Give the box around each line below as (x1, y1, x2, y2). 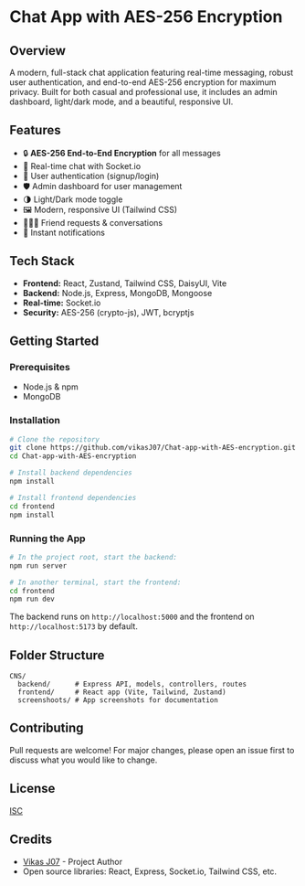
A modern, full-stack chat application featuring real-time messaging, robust (9, 67, 294, 78)
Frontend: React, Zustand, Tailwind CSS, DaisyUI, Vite (22, 277, 227, 289)
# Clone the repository (9, 434, 100, 444)
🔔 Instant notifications (22, 227, 105, 238)
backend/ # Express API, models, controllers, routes (17, 679, 247, 689)
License (9, 781, 56, 796)
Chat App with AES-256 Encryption (9, 6, 283, 27)
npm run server (9, 560, 68, 571)
